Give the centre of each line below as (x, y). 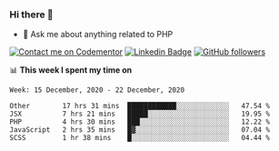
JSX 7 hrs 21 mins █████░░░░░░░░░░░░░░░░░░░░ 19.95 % (140, 114)
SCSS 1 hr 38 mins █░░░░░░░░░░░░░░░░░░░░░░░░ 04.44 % (140, 138)
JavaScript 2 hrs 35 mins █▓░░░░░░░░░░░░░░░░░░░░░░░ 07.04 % (140, 130)
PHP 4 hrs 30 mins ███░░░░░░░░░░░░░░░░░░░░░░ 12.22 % (140, 122)
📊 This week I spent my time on (71, 70)
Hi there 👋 (32, 15)
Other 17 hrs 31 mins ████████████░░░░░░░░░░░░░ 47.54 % (140, 106)
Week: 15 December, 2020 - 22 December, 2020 (97, 90)
